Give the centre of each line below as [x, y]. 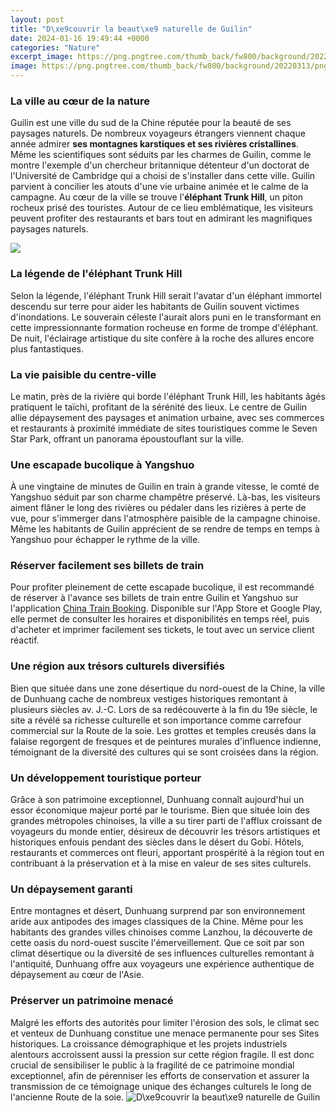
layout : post [37, 19]
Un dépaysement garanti [71, 889]
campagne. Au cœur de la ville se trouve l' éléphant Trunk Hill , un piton [157, 197]
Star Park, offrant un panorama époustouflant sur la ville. [127, 438]
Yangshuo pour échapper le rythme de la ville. [105, 540]
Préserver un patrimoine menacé [92, 1001]
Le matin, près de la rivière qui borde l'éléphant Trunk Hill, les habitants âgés [168, 396]
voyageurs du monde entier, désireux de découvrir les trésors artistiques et [165, 832]
